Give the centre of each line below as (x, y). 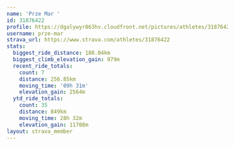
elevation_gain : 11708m (54, 125)
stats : (16, 46)
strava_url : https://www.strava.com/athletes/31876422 (88, 40)
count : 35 (34, 105)
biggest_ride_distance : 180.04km (62, 53)
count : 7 (32, 72)
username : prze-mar (35, 33)
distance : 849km (43, 112)
